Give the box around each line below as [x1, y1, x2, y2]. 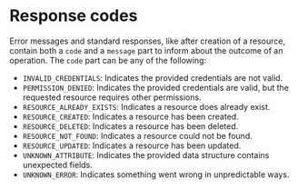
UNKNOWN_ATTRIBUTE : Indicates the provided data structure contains [22, 149, 270, 160]
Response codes [9, 5, 138, 26]
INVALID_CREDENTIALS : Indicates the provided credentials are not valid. [22, 72, 283, 83]
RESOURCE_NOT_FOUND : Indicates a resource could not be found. [22, 130, 253, 141]
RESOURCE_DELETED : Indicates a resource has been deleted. [22, 120, 239, 132]
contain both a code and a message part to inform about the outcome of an [9, 45, 283, 55]
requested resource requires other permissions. [22, 92, 202, 103]
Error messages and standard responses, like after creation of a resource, [9, 35, 286, 46]
